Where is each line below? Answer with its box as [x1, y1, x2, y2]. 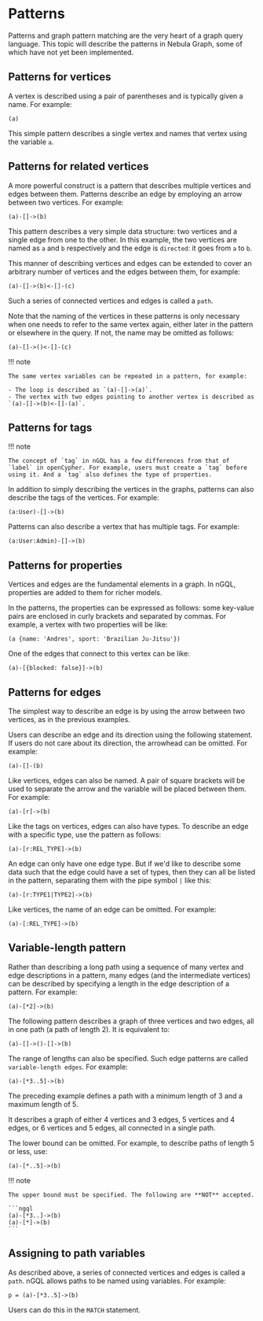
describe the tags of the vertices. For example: [8, 493, 159, 502]
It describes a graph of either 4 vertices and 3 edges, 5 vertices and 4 [8, 1115, 236, 1124]
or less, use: [8, 1146, 48, 1156]
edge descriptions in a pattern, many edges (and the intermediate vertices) [8, 970, 251, 980]
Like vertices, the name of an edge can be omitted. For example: [8, 905, 217, 914]
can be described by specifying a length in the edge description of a [8, 979, 230, 988]
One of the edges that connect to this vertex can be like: [8, 649, 190, 658]
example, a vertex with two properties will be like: [8, 620, 168, 630]
